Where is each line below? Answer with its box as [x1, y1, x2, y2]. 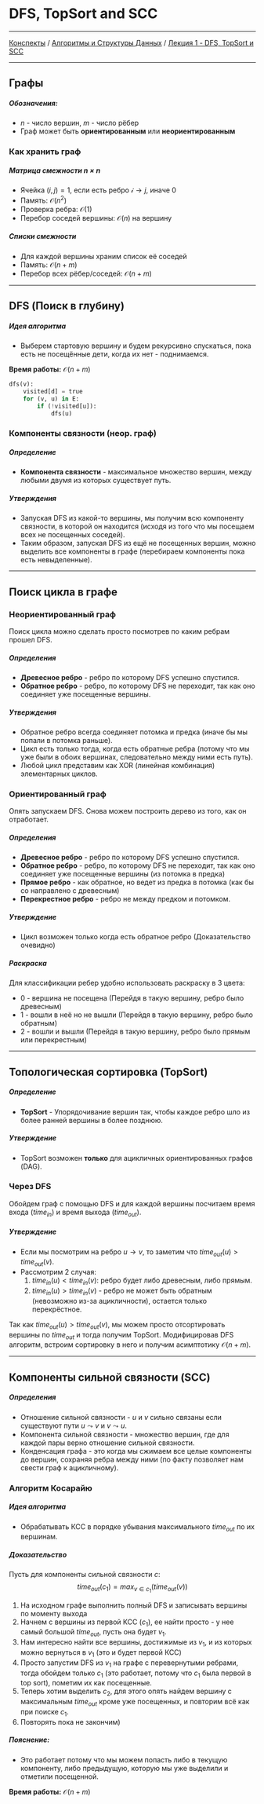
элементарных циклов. [20, 769, 98, 778]
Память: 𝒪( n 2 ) [20, 194, 67, 205]
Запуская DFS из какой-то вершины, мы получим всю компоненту [20, 514, 244, 523]
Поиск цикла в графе [9, 585, 118, 598]
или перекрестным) [20, 1035, 87, 1045]
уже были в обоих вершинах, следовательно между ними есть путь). [20, 752, 253, 762]
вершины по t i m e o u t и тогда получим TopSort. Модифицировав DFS [9, 1330, 234, 1341]
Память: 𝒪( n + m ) [20, 260, 78, 269]
